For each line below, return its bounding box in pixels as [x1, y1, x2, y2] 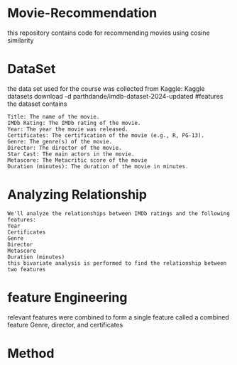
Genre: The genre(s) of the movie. [7, 138, 113, 145]
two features [7, 266, 46, 273]
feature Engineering [7, 290, 128, 305]
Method [7, 345, 55, 361]
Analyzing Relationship [7, 187, 148, 203]
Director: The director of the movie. [7, 144, 122, 151]
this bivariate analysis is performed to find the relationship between [7, 259, 227, 267]
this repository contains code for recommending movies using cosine [7, 28, 211, 37]
